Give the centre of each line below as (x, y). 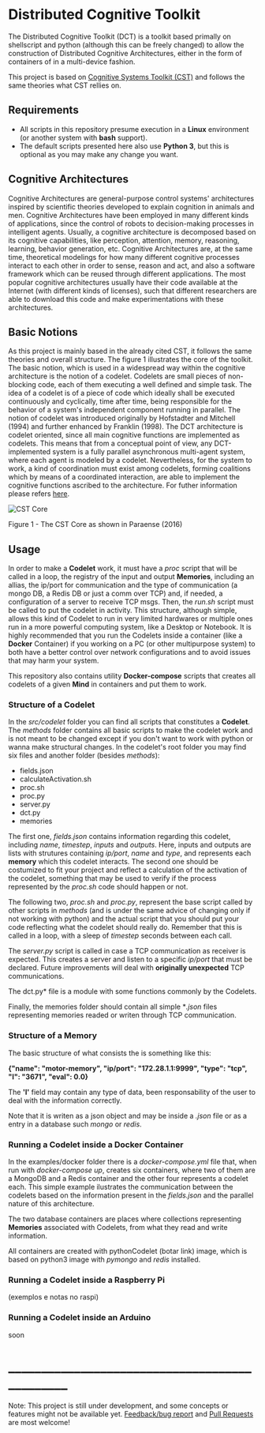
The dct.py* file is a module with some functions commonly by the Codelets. (132, 991)
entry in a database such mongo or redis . (75, 1124)
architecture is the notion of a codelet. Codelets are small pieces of (117, 376)
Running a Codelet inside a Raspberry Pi (87, 1280)
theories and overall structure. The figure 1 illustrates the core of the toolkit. (131, 359)
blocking (22, 385)
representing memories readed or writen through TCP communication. (122, 1015)
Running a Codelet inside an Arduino (80, 1318)
